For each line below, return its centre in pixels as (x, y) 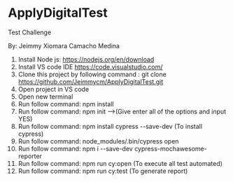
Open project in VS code (54, 89)
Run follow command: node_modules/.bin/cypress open (98, 141)
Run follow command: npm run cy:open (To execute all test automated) (120, 163)
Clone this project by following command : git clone (92, 74)
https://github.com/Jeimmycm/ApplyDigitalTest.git (91, 81)
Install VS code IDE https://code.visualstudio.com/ (90, 66)
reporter (30, 156)
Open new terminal (45, 97)
